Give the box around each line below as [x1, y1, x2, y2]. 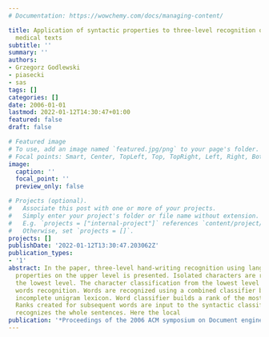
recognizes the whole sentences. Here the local [15, 309, 181, 317]
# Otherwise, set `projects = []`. [8, 226, 134, 235]
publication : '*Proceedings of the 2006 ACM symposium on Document [8, 316, 239, 325]
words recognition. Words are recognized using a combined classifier [15, 286, 256, 294]
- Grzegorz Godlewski [8, 63, 81, 72]
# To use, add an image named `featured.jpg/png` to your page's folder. [8, 145, 260, 153]
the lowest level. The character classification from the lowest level [15, 278, 260, 287]
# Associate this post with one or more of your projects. [8, 205, 217, 213]
